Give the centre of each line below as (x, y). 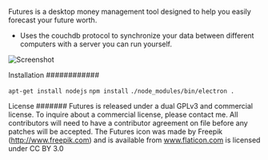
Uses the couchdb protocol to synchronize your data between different (137, 36)
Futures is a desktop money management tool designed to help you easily (130, 12)
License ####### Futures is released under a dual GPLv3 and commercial (131, 106)
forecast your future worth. (53, 20)
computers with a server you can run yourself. (96, 44)
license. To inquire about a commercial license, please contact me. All (123, 114)
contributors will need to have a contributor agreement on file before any (128, 123)
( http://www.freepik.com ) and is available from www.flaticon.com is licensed (134, 140)
